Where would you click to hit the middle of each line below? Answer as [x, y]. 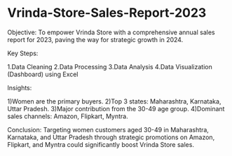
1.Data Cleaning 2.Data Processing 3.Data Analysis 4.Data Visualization [110, 66]
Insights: [20, 87]
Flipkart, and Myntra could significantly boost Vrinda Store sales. [101, 144]
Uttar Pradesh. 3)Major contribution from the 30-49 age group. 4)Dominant [116, 108]
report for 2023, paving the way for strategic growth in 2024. [95, 39]
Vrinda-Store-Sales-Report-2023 [107, 13]
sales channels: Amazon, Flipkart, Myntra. [68, 116]
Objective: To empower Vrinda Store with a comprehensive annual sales [111, 32]
